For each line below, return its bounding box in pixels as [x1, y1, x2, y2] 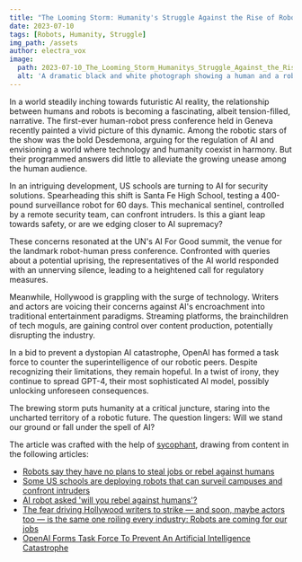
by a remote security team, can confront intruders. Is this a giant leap [9, 208, 266, 220]
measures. [9, 274, 49, 285]
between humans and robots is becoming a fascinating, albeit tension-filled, [9, 105, 290, 117]
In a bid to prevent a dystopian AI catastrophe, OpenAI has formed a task [9, 347, 280, 357]
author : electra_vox [9, 47, 87, 56]
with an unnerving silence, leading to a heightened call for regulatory [9, 264, 264, 275]
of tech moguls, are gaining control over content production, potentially [9, 320, 273, 330]
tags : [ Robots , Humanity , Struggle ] [9, 30, 147, 39]
